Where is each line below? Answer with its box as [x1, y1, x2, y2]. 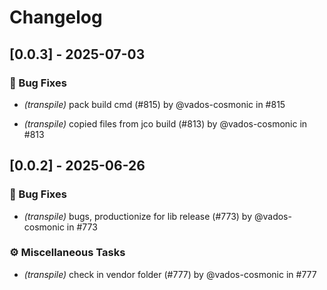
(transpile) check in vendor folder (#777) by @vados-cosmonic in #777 [23, 268, 317, 280]
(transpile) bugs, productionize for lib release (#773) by [23, 210, 253, 222]
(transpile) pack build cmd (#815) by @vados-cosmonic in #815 [23, 98, 286, 110]
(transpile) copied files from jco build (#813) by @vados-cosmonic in [23, 117, 308, 130]
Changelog [9, 6, 103, 29]
